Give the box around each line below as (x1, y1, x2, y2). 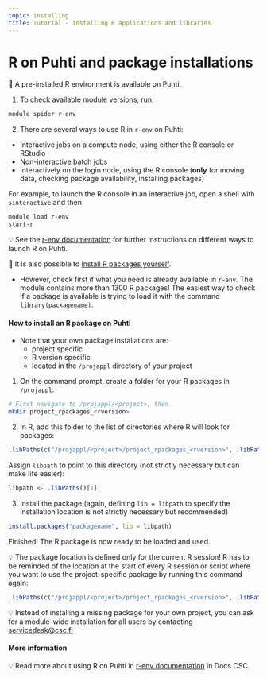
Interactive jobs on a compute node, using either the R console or (19, 140, 234, 149)
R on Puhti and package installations (8, 53, 253, 72)
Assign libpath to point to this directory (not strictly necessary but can (8, 460, 240, 470)
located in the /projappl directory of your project (31, 361, 192, 370)
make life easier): (8, 468, 65, 478)
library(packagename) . (19, 300, 94, 310)
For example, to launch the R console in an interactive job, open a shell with (8, 189, 256, 199)
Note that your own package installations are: (19, 335, 168, 346)
